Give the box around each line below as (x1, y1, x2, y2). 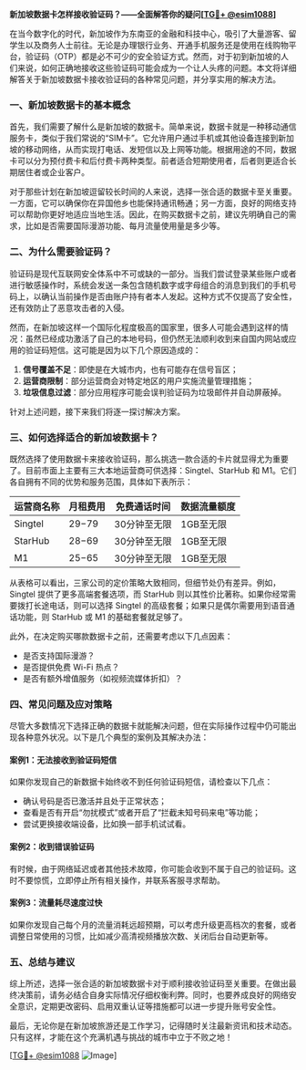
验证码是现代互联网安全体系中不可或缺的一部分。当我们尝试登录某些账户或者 (9, 268, 297, 279)
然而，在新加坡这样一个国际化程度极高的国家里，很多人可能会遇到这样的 (9, 321, 280, 332)
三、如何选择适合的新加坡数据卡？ (9, 431, 159, 443)
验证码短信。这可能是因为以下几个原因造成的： (25, 344, 201, 355)
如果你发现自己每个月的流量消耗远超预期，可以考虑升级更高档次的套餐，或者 (9, 919, 297, 930)
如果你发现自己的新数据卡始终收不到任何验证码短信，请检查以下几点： (9, 776, 273, 787)
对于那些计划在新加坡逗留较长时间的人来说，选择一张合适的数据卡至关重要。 (9, 186, 297, 197)
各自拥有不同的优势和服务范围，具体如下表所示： (9, 476, 193, 487)
